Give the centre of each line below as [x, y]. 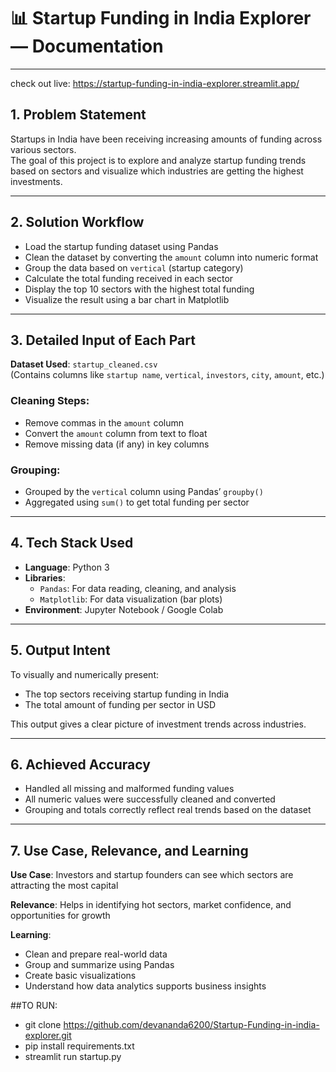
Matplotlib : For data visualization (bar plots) [131, 599]
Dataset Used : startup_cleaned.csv [84, 364]
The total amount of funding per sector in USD [120, 704]
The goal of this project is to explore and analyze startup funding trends [158, 160]
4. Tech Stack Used [72, 543]
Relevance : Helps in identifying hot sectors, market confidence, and [151, 905]
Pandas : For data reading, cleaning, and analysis [138, 588]
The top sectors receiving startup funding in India [127, 694]
